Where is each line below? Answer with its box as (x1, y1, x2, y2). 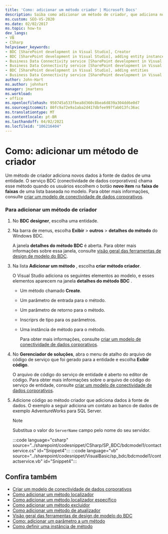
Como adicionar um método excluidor (12, 502, 90, 508)
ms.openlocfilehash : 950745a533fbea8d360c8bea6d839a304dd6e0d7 (5, 101, 140, 106)
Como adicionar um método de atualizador (12, 507, 101, 513)
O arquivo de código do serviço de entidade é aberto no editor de (12, 371, 148, 377)
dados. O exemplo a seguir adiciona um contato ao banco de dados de (12, 402, 158, 408)
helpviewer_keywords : (5, 45, 50, 50)
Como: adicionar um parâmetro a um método (12, 518, 105, 524)
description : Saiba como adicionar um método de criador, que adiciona (5, 12, 157, 17)
